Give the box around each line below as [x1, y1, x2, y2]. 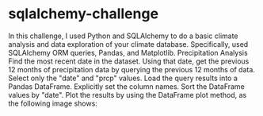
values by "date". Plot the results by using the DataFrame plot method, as [8, 90, 247, 99]
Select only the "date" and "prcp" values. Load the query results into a [8, 73, 238, 83]
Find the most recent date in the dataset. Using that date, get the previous [8, 56, 250, 66]
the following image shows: [8, 99, 97, 108]
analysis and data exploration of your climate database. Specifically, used [8, 39, 249, 48]
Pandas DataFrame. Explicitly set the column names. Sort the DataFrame [8, 81, 246, 91]
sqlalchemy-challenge [8, 5, 159, 23]
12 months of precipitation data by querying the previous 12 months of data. [8, 64, 256, 74]
